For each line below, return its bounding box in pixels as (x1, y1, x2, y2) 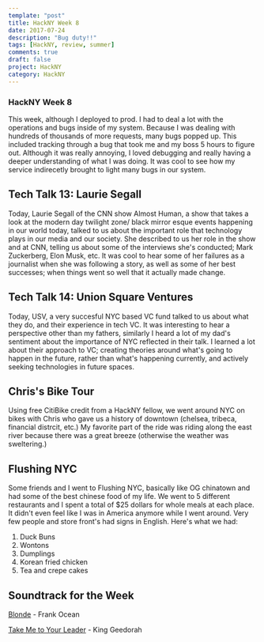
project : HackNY (8, 63, 62, 71)
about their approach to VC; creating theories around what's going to (8, 345, 233, 354)
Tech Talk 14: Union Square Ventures (8, 290, 194, 304)
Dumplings (19, 549, 55, 558)
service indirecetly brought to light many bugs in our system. (8, 164, 206, 174)
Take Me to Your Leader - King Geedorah (8, 625, 142, 634)
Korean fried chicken (19, 557, 89, 567)
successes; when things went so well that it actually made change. (8, 267, 226, 277)
